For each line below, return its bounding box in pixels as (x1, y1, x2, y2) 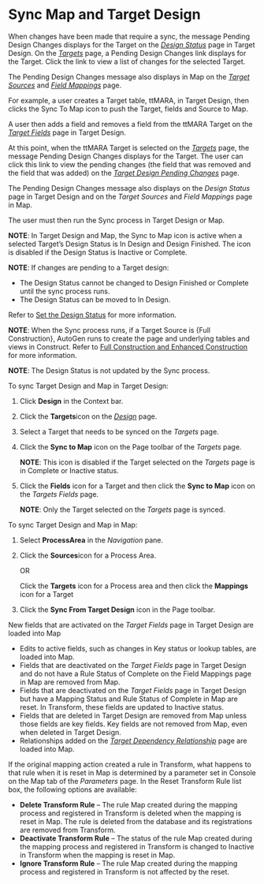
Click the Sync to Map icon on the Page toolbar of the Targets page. (19, 442, 242, 451)
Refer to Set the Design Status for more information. (8, 310, 177, 319)
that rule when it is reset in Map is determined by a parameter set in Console (8, 767, 256, 778)
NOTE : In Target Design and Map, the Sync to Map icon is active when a (8, 230, 243, 240)
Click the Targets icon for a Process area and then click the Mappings (19, 581, 248, 591)
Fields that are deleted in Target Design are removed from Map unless (19, 711, 247, 720)
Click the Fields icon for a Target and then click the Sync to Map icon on (19, 481, 256, 490)
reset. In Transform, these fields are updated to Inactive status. (19, 702, 225, 711)
